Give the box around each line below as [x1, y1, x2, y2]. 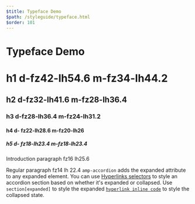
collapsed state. [6, 191, 45, 198]
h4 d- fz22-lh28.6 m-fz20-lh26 [6, 127, 84, 134]
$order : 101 [6, 19, 35, 25]
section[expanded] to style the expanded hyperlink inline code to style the [6, 185, 190, 192]
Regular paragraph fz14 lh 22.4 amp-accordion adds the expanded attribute [6, 166, 186, 174]
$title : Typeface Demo [6, 8, 61, 15]
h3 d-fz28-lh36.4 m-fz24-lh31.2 [6, 113, 101, 121]
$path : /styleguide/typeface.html [6, 14, 91, 20]
